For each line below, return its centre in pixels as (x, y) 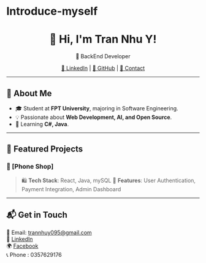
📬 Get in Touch (37, 215)
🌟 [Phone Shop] (30, 167)
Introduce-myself (52, 11)
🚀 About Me (29, 93)
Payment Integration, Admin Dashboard (71, 189)
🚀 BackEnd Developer (103, 56)
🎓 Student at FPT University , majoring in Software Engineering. (97, 108)
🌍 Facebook (22, 246)
